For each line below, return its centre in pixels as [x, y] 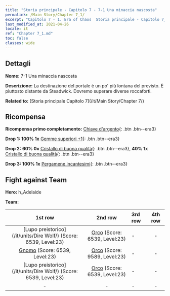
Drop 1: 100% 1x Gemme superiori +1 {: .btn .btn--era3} [62, 139]
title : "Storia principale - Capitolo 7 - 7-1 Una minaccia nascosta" [81, 10]
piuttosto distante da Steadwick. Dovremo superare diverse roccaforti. [78, 91]
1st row [45, 218]
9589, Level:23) [107, 257]
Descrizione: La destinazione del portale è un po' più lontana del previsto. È [84, 86]
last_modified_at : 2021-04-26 [37, 24]
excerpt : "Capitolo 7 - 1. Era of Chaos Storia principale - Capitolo [82, 19]
